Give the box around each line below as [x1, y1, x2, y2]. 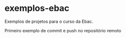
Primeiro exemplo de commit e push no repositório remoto [4, 28, 122, 33]
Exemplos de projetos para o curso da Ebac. [4, 19, 93, 24]
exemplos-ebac [4, 3, 70, 14]
